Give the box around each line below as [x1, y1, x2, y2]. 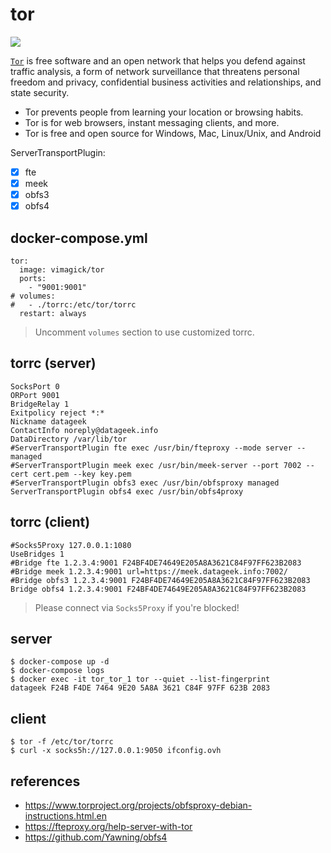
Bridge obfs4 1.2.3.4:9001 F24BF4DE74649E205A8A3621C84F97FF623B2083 [10, 584, 307, 594]
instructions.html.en [24, 810, 108, 822]
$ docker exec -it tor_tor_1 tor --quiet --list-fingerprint [10, 674, 271, 685]
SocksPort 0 [10, 381, 60, 392]
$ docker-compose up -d [10, 657, 110, 667]
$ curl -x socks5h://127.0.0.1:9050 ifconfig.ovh [10, 746, 222, 756]
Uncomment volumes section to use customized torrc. [34, 326, 255, 338]
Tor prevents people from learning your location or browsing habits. [24, 106, 304, 118]
